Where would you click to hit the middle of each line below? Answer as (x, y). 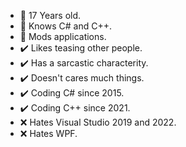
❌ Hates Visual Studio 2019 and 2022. (98, 122)
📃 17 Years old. (50, 15)
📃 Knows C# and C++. (65, 26)
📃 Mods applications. (63, 36)
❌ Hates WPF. (48, 133)
